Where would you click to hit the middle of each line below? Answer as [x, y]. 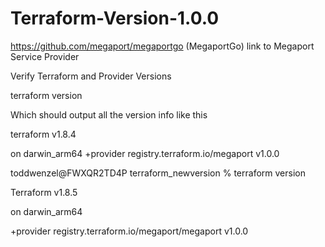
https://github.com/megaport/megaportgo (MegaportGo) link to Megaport [162, 46]
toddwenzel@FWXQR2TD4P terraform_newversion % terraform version [158, 173]
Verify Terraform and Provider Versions [91, 76]
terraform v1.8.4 [43, 134]
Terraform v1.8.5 [44, 192]
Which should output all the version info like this [109, 114]
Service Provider [45, 56]
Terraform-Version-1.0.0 [115, 18]
